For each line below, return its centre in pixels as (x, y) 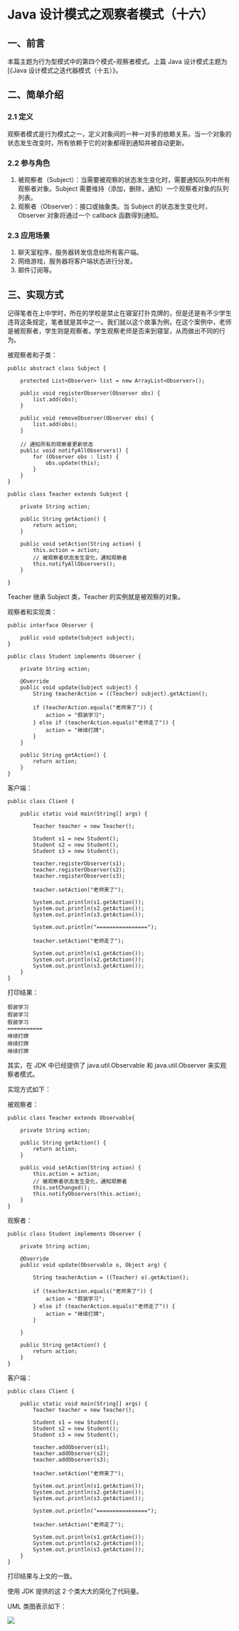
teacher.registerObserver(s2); (79, 870)
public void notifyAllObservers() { (75, 451)
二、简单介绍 (36, 95)
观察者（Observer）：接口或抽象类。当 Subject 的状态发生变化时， (114, 206)
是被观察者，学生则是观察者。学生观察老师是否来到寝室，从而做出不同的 (113, 331)
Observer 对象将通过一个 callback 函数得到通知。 (90, 215)
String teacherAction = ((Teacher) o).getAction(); (111, 1277)
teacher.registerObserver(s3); (79, 876)
